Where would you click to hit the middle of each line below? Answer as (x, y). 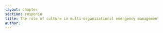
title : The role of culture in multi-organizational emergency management (82, 18)
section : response (24, 14)
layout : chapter (21, 9)
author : (13, 23)
